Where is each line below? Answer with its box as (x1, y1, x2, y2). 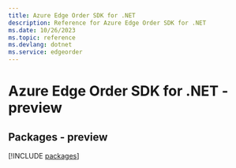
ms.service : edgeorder (8, 48, 83, 56)
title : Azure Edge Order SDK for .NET (8, 11, 136, 20)
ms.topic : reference (8, 33, 77, 42)
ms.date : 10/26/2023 (8, 26, 77, 34)
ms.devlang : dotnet (8, 41, 73, 49)
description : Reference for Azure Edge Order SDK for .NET (8, 19, 207, 27)
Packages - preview (8, 130, 108, 144)
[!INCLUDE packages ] (8, 151, 80, 160)
